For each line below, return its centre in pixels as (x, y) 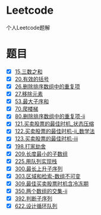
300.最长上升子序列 (39, 169)
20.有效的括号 (32, 79)
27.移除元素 (29, 94)
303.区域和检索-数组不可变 (48, 176)
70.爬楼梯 (26, 109)
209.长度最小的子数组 (41, 154)
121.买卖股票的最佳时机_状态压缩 (54, 124)
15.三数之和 (29, 71)
